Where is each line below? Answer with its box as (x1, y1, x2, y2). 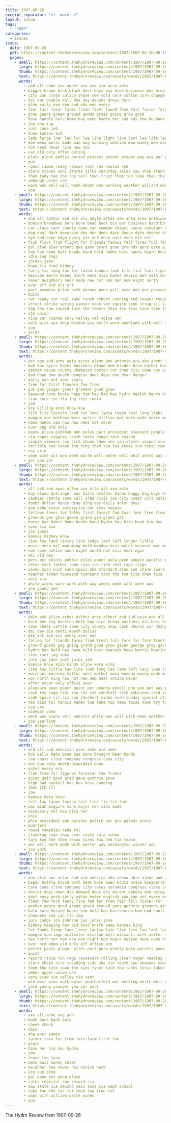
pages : (10, 55, 24, 60)
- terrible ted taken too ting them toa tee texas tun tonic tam (23, 444, 165, 449)
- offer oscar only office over (23, 681, 93, 686)
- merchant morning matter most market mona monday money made (23, 671, 160, 676)
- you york (23, 847, 47, 852)
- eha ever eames (23, 1031, 60, 1037)
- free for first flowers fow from (23, 382, 99, 387)
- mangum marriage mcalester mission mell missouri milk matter (23, 932, 163, 937)
